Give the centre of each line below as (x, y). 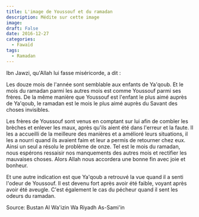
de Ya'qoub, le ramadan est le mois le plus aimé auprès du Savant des (92, 103)
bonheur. (17, 165)
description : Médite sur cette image (53, 17)
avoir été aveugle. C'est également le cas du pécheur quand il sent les (92, 189)
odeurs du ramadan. (31, 196)
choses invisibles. (28, 109)
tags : (13, 51)
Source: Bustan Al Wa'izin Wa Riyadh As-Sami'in (65, 207)
